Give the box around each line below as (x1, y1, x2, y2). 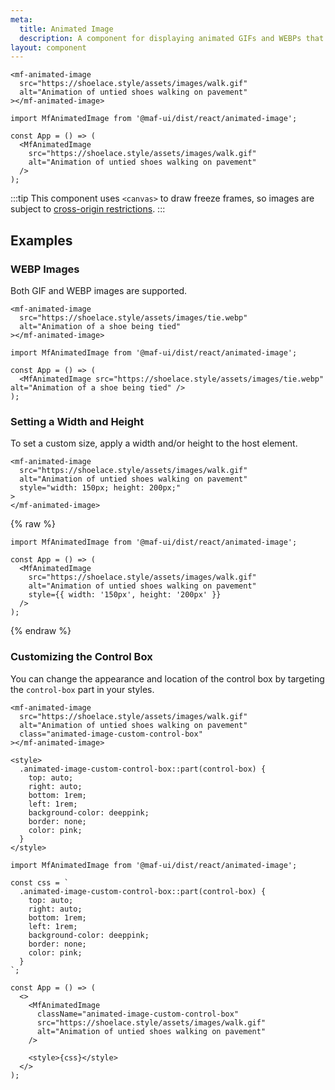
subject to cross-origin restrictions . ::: (10, 203, 166, 215)
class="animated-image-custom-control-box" (19, 729, 203, 739)
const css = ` (10, 877, 70, 888)
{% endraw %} (10, 625, 72, 637)
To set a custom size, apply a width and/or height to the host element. (10, 437, 298, 450)
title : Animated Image (19, 24, 114, 34)
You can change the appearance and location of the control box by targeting (10, 672, 325, 685)
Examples (10, 232, 73, 249)
